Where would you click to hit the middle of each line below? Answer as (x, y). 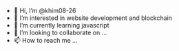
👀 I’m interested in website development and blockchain (93, 18)
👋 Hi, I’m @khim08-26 (45, 11)
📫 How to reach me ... (45, 40)
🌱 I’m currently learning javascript (61, 25)
